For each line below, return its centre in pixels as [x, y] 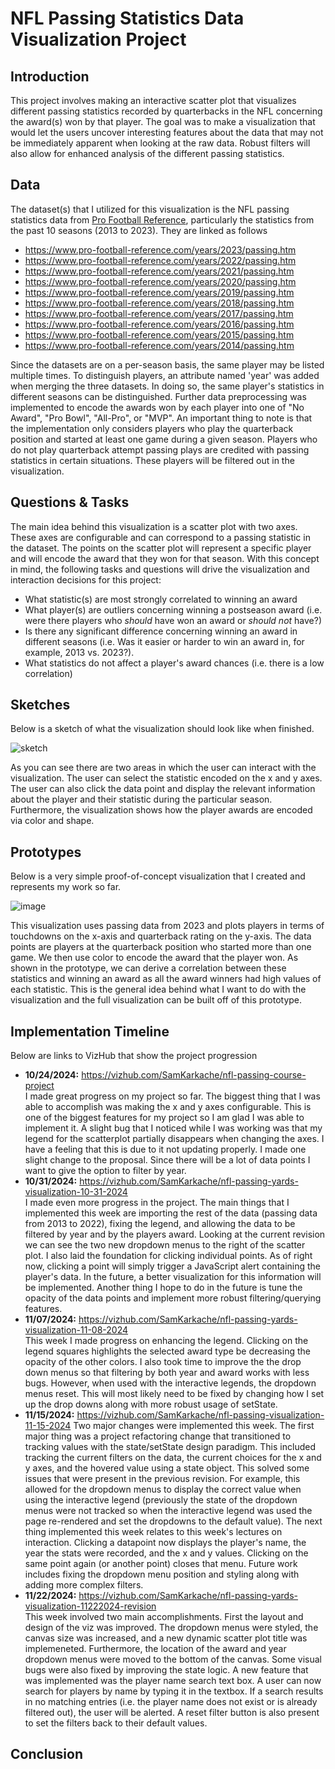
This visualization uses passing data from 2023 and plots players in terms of [167, 926]
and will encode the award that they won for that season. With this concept [165, 558]
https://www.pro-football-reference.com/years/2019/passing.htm [159, 292]
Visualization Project [98, 39]
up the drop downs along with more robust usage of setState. [151, 1404]
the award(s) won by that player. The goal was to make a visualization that [163, 121]
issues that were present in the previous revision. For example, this [162, 1479]
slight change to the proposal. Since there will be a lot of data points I [167, 1160]
